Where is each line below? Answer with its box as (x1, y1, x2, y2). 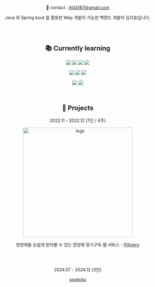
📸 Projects (62, 104, 94, 112)
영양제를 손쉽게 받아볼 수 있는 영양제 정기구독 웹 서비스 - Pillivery (16, 242, 140, 248)
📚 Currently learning (45, 44, 110, 53)
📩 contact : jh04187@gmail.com (46, 5, 110, 10)
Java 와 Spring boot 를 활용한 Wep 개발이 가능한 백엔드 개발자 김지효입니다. (5, 15, 151, 20)
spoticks (69, 276, 86, 282)
